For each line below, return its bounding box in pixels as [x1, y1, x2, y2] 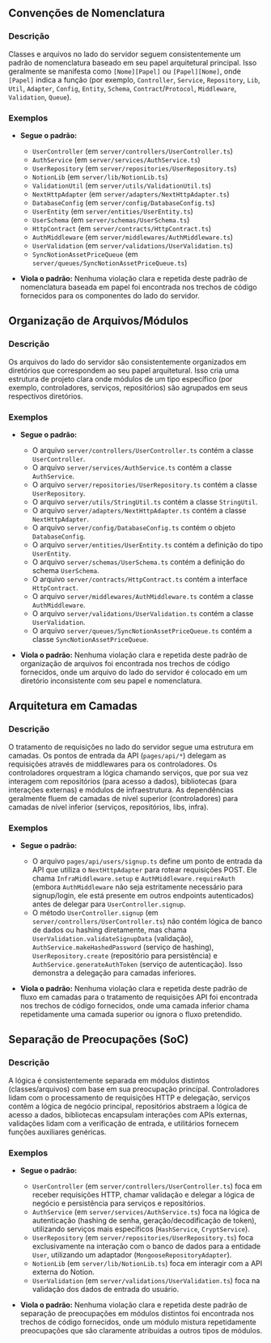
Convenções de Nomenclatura [8, 6, 166, 20]
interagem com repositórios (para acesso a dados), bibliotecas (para [8, 776, 237, 786]
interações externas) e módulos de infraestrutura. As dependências [8, 784, 235, 795]
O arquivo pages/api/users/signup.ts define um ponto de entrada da [32, 856, 263, 866]
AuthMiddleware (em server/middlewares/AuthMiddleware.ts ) [32, 232, 233, 242]
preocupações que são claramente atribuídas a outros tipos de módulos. [19, 1325, 263, 1335]
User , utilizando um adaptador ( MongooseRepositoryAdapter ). [32, 1249, 232, 1260]
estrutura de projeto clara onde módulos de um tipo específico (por [8, 374, 233, 383]
